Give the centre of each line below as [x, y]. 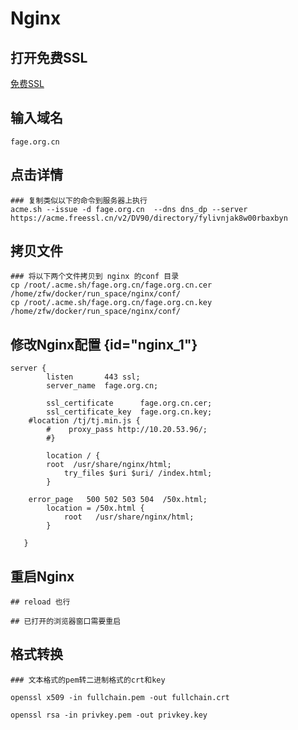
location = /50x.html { [95, 508]
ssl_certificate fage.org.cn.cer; [129, 403]
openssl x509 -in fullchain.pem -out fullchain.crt [120, 697]
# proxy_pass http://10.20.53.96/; [127, 430]
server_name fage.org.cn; [102, 386]
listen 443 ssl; [93, 377]
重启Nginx [42, 576]
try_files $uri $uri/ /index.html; [138, 473]
